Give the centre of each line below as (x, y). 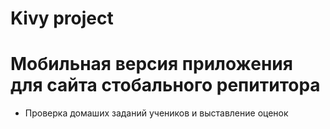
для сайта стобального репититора (165, 85)
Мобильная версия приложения (151, 64)
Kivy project (62, 18)
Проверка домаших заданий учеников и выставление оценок (156, 113)
